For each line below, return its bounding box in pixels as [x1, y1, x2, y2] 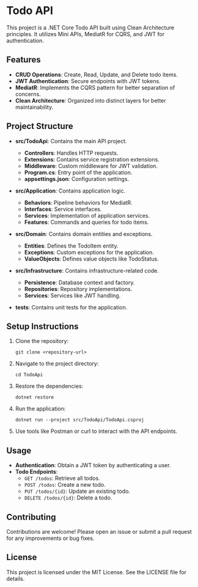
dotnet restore [15, 394, 54, 401]
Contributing [6, 512, 56, 522]
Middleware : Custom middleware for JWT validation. [24, 162, 158, 169]
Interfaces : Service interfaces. [24, 205, 102, 213]
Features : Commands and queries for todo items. [24, 218, 149, 226]
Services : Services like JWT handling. [24, 292, 121, 299]
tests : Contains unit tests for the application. [15, 303, 128, 311]
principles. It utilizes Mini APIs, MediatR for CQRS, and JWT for [6, 30, 165, 37]
